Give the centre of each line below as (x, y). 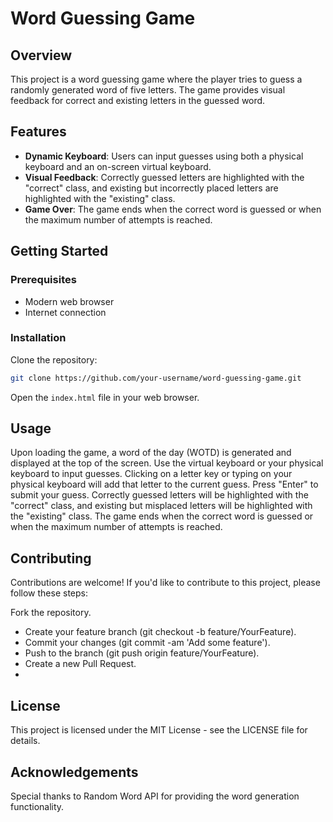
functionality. (37, 806)
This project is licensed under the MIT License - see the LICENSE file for (159, 730)
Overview (41, 55)
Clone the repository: (54, 359)
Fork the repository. (51, 613)
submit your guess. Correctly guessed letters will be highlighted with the (159, 495)
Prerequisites (43, 280)
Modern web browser (69, 301)
